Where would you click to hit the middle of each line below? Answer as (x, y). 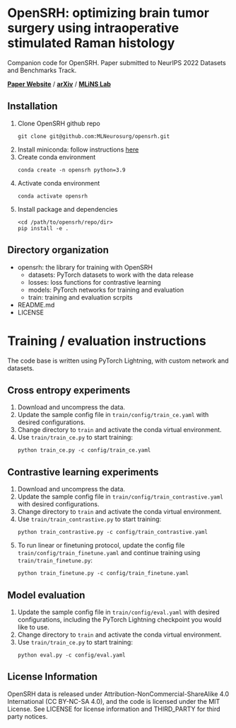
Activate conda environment (59, 183)
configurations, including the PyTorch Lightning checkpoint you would (119, 619)
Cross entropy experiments (69, 390)
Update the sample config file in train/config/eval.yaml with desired (119, 612)
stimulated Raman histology (91, 43)
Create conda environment (57, 157)
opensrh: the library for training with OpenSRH (85, 267)
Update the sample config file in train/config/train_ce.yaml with (113, 415)
